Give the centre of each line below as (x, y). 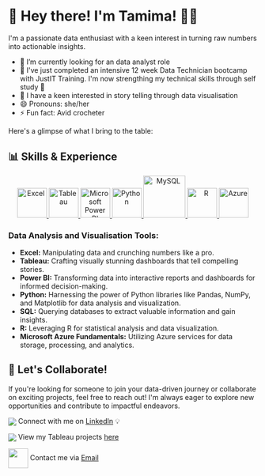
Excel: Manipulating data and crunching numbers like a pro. (117, 253)
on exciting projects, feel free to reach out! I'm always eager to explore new (131, 397)
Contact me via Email (64, 458)
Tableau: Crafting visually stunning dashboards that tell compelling (129, 261)
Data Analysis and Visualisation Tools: (83, 235)
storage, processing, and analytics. (77, 345)
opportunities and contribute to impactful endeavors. (94, 406)
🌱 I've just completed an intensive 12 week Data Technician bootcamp (133, 70)
